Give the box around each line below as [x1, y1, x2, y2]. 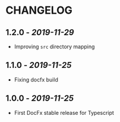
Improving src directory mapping [14, 43, 95, 50]
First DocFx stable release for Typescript [14, 109, 114, 116]
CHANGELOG [5, 4, 72, 17]
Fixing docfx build [14, 76, 59, 83]
